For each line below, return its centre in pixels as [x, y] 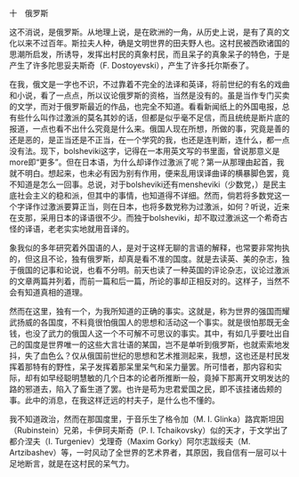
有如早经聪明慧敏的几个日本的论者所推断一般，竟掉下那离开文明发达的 [161, 378]
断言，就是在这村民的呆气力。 [79, 464]
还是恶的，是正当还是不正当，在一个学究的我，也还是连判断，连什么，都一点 [149, 140]
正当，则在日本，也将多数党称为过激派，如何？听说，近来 [184, 206]
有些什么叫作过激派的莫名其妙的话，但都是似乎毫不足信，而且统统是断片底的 [149, 117]
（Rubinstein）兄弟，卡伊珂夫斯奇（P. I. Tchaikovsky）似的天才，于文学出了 [149, 430]
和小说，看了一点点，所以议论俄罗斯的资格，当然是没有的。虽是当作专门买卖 [149, 95]
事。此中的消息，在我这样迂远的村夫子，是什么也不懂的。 [114, 400]
